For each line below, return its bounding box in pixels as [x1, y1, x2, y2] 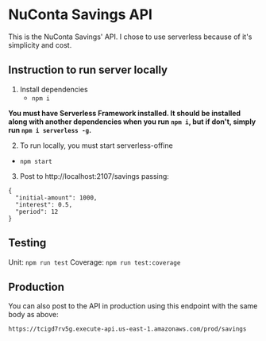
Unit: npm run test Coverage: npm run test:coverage [8, 257, 181, 267]
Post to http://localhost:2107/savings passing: [19, 171, 169, 180]
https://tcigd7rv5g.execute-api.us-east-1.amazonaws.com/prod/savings [8, 325, 247, 333]
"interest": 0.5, [15, 200, 73, 208]
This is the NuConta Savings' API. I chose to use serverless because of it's [8, 32, 253, 41]
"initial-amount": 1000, [15, 193, 98, 202]
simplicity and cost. [8, 40, 72, 49]
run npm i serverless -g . [8, 125, 92, 134]
